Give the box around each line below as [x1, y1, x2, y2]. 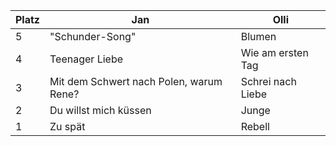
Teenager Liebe [49, 52, 124, 66]
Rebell [240, 120, 270, 133]
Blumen [240, 30, 277, 43]
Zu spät [49, 120, 86, 133]
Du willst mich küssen [49, 104, 152, 117]
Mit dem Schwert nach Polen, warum [49, 75, 223, 88]
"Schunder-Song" [49, 30, 137, 43]
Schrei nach [240, 75, 297, 88]
